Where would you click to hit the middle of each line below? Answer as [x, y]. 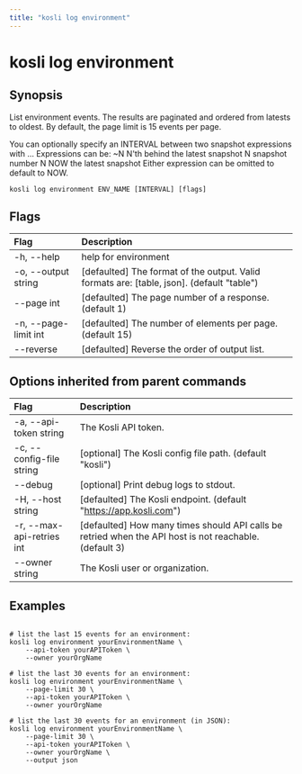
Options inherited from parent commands [128, 381]
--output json [52, 760]
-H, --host [38, 499]
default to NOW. [39, 173]
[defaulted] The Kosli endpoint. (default [163, 499]
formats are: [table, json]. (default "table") [170, 283]
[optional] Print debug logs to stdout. [157, 485]
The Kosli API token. [122, 427]
